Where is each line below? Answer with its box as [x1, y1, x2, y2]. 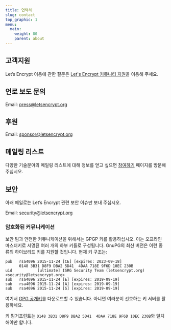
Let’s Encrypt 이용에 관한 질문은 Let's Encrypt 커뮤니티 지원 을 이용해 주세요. [5, 71, 159, 77]
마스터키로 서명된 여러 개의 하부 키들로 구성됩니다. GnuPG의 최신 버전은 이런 [5, 242, 158, 249]
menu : [5, 22, 17, 27]
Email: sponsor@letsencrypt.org [5, 131, 73, 137]
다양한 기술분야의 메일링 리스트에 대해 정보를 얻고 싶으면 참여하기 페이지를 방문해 [5, 162, 166, 168]
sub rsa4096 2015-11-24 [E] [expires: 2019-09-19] [5, 277, 120, 282]
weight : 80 [14, 31, 38, 36]
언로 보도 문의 [5, 88, 46, 96]
